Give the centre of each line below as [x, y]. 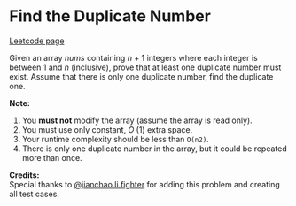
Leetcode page [37, 41]
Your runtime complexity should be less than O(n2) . [116, 139]
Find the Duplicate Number [110, 16]
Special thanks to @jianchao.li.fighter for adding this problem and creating [145, 184]
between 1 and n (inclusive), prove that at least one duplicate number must [145, 67]
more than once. [52, 157]
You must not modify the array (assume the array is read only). [137, 120]
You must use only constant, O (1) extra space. [107, 129]
